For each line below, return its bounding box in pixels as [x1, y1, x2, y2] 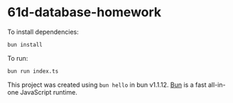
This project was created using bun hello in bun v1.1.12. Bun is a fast [7, 80, 207, 89]
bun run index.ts [7, 68, 59, 75]
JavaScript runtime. [20, 87, 78, 96]
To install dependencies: [7, 28, 80, 36]
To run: [7, 54, 28, 62]
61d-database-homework [7, 4, 162, 20]
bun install [7, 41, 43, 48]
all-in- [207, 80, 226, 89]
